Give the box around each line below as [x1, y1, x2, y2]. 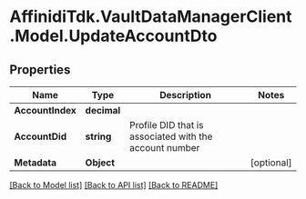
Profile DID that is [128, 119, 204, 131]
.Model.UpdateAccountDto [9, 25, 218, 46]
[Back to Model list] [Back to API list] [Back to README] [9, 180, 219, 190]
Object [85, 156, 116, 169]
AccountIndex [14, 104, 77, 116]
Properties [9, 62, 71, 77]
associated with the [128, 130, 213, 143]
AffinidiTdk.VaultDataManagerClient [9, 6, 293, 27]
